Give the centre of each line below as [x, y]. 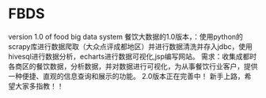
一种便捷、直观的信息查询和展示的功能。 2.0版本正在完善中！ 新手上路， [126, 76]
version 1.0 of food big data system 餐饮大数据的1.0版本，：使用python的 [126, 36]
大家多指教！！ [39, 86]
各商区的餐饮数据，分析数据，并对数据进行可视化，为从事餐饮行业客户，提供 [133, 66]
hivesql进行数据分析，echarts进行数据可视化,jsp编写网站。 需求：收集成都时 [133, 56]
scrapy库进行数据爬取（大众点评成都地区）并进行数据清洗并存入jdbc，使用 [131, 46]
